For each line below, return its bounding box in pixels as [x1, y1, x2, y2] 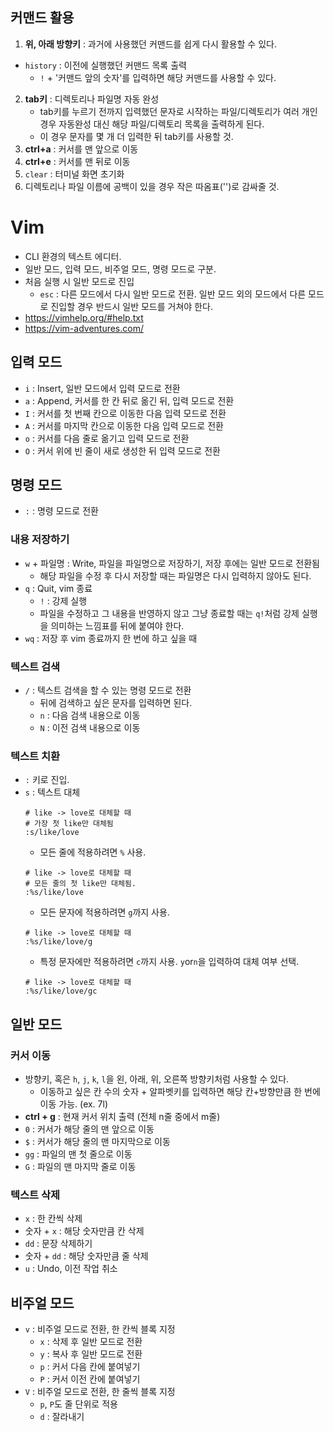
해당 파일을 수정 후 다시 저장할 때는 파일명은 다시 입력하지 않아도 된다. [39, 569, 312, 582]
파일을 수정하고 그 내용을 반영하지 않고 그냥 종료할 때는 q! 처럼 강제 [39, 607, 300, 619]
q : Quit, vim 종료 [24, 582, 93, 594]
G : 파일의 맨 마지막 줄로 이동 [24, 1160, 137, 1172]
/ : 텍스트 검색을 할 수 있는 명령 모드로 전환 [24, 684, 192, 696]
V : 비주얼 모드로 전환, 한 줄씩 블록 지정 [24, 1386, 176, 1398]
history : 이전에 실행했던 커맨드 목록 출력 [24, 59, 187, 71]
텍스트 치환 [10, 749, 61, 763]
